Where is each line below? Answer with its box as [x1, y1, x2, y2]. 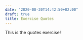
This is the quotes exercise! [5, 30, 61, 36]
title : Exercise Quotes [5, 16, 54, 21]
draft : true [5, 12, 30, 17]
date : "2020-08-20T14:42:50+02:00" [5, 7, 79, 12]
